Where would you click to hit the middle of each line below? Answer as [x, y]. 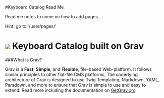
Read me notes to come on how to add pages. [52, 16]
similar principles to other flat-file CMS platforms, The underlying [71, 74]
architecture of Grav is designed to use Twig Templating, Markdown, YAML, [82, 80]
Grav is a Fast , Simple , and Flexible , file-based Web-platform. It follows [79, 69]
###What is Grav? [24, 60]
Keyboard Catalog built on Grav [78, 46]
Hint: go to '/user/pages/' [31, 26]
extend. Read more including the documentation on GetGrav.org [71, 90]
